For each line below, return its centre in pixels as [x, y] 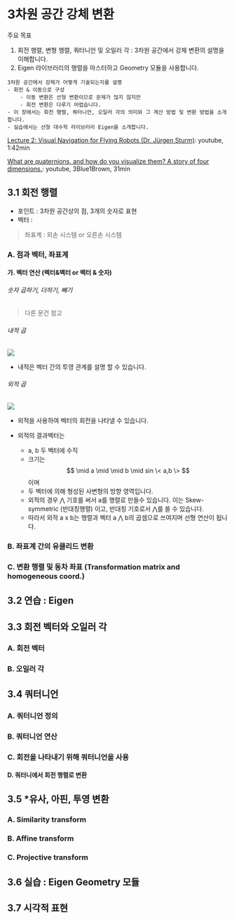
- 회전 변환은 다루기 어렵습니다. [61, 105]
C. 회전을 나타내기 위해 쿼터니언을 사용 [68, 757]
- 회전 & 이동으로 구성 [36, 90]
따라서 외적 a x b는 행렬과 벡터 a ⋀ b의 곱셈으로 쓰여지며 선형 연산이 [121, 517]
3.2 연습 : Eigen [41, 601]
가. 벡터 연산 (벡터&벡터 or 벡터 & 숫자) [60, 273]
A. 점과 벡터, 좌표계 [38, 254]
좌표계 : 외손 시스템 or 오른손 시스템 [73, 234]
